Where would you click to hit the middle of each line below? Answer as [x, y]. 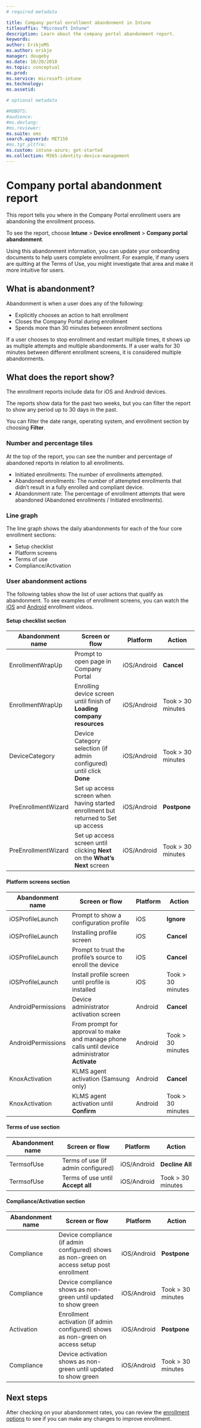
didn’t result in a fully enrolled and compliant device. [79, 487]
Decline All [176, 1164]
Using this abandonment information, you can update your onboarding [93, 251]
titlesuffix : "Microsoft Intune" [48, 28]
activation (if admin [86, 1322]
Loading [86, 709]
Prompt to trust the [98, 950]
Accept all [77, 1185]
